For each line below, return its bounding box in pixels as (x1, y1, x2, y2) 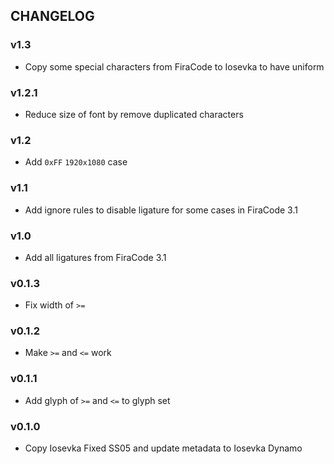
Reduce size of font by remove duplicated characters (24, 108, 244, 120)
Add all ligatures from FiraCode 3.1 (24, 251, 167, 263)
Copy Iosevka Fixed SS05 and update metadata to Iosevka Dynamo (24, 442, 303, 454)
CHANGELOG (10, 8, 95, 25)
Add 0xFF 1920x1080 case (24, 156, 128, 168)
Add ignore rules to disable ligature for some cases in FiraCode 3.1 (24, 204, 298, 216)
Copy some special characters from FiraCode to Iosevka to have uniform (24, 60, 325, 73)
